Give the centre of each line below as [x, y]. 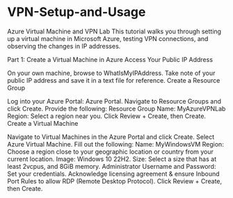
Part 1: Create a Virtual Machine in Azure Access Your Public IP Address [110, 59]
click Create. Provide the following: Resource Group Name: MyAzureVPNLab [116, 108]
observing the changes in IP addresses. [64, 46]
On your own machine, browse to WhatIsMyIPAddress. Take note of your [111, 73]
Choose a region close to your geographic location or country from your [111, 151]
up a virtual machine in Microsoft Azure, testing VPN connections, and [108, 38]
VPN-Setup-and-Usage [77, 12]
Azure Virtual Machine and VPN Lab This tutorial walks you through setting [114, 31]
